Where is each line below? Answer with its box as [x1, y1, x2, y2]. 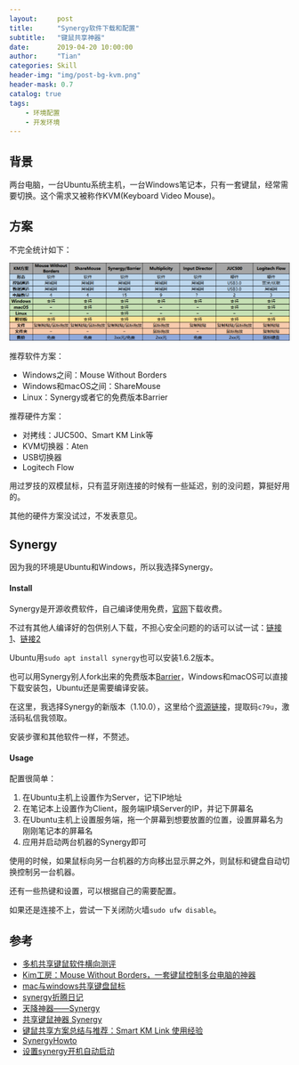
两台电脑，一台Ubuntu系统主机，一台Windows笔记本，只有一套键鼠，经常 [9, 179, 281, 191]
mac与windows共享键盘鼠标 [21, 980, 126, 992]
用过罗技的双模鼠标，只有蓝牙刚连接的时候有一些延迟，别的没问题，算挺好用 [9, 481, 290, 492]
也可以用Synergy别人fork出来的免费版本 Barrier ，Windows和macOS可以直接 [9, 671, 288, 682]
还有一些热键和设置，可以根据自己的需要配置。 [9, 886, 181, 897]
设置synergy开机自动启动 [21, 1046, 115, 1057]
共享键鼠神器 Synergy [21, 1014, 102, 1025]
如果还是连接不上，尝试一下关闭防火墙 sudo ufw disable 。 [9, 905, 222, 915]
